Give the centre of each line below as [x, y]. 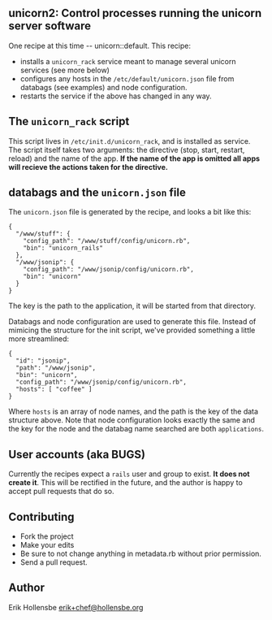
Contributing [41, 516]
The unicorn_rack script [69, 121]
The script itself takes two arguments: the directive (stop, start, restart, [127, 150]
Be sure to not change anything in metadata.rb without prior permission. [141, 554]
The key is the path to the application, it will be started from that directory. [132, 306]
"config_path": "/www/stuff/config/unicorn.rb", [107, 241]
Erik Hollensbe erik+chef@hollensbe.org [76, 607]
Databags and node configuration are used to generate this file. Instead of [132, 322]
